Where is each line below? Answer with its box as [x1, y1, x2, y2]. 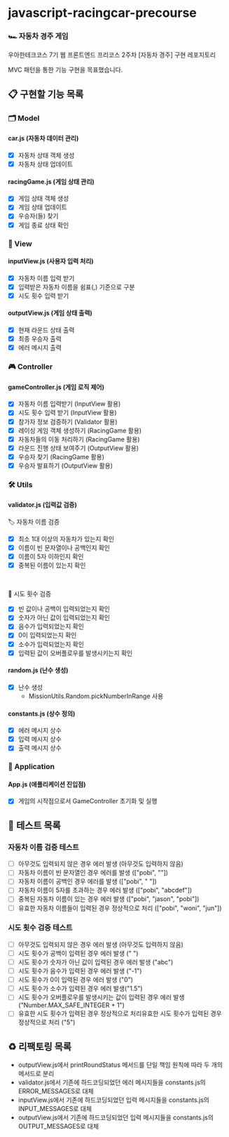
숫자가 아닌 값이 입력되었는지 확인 [18, 613, 111, 622]
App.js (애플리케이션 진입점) [8, 780, 86, 788]
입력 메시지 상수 [18, 735, 62, 744]
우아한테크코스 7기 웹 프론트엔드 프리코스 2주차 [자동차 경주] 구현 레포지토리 [8, 51, 216, 59]
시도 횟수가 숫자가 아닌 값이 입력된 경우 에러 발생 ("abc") [18, 957, 174, 966]
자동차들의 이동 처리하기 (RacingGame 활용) [18, 435, 140, 443]
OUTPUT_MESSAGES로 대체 [18, 1122, 99, 1131]
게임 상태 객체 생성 [18, 195, 69, 203]
